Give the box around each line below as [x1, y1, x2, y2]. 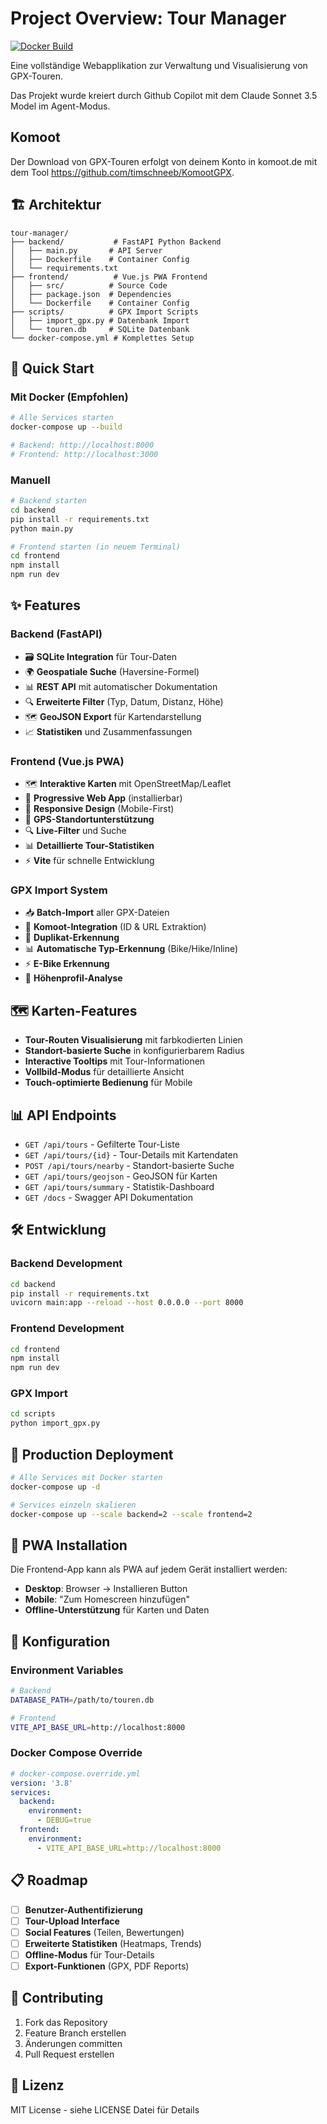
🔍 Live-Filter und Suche [24, 825, 127, 837]
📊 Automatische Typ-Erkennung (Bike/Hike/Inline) [24, 943, 239, 955]
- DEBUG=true [36, 1815, 92, 1826]
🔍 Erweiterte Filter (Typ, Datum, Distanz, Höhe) [24, 695, 224, 707]
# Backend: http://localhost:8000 [10, 440, 155, 450]
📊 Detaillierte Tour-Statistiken [24, 840, 155, 852]
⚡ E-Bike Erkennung [24, 958, 110, 970]
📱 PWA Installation [10, 1537, 128, 1554]
